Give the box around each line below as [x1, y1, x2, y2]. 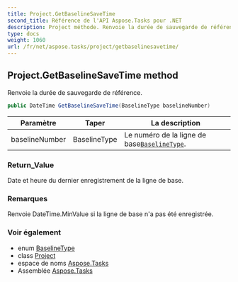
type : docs [7, 30, 40, 38]
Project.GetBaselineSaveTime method [7, 69, 178, 81]
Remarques [7, 193, 48, 203]
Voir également [7, 227, 62, 237]
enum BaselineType [17, 244, 76, 252]
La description [151, 118, 200, 128]
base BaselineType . [123, 139, 186, 149]
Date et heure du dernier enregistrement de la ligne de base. [7, 176, 184, 184]
